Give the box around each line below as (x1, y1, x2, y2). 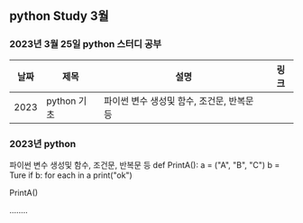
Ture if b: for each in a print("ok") (9, 170, 133, 181)
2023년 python (9, 137, 77, 150)
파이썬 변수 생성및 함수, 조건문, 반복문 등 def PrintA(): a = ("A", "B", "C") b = (9, 159, 280, 170)
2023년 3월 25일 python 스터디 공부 (9, 38, 162, 51)
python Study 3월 (9, 8, 110, 24)
